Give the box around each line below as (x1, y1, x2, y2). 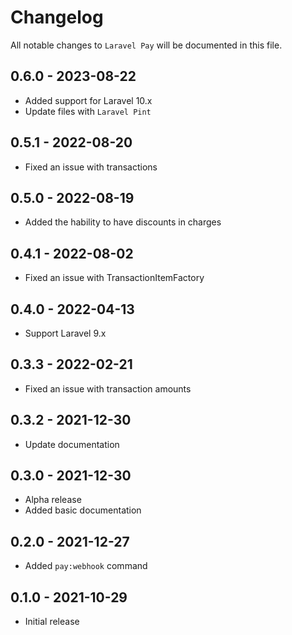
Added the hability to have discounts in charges (24, 216, 222, 228)
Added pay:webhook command (24, 560, 148, 572)
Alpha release (24, 494, 82, 506)
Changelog (10, 6, 104, 29)
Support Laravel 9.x (24, 327, 107, 339)
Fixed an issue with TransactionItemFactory (24, 272, 205, 284)
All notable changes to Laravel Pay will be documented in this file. (10, 39, 283, 51)
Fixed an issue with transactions (24, 161, 158, 173)
